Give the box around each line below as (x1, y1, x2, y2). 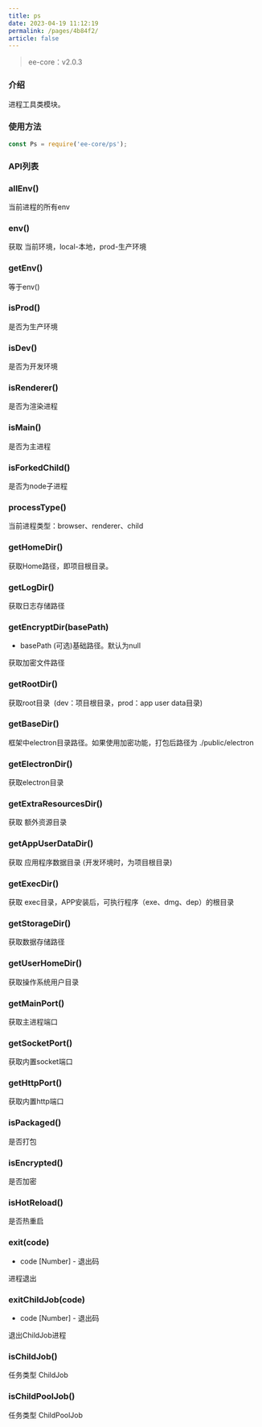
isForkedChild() (8, 462, 71, 473)
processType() (8, 501, 67, 513)
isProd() (8, 303, 41, 314)
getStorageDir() (8, 918, 71, 929)
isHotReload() (8, 1197, 63, 1208)
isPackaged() (8, 1117, 62, 1128)
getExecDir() (8, 878, 59, 889)
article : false (8, 34, 59, 43)
